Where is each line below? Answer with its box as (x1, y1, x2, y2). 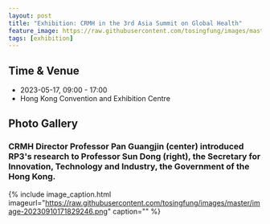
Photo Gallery (8, 117, 79, 131)
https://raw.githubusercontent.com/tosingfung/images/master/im (45, 198, 260, 207)
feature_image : (8, 26, 59, 35)
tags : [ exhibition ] (8, 34, 74, 43)
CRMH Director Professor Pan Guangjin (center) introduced (8, 141, 244, 153)
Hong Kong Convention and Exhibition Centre (19, 94, 171, 104)
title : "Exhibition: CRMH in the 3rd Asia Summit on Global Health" (8, 19, 243, 27)
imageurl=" (8, 198, 46, 207)
